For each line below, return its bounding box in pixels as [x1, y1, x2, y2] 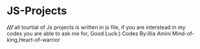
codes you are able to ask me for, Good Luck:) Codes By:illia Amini [7, 30, 171, 37]
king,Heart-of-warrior [7, 36, 60, 43]
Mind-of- [172, 30, 195, 37]
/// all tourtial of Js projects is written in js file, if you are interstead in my [7, 24, 186, 31]
